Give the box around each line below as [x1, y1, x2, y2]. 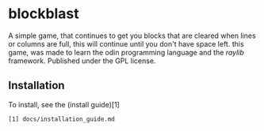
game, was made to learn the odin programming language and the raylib [8, 47, 244, 57]
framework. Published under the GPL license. [8, 56, 156, 65]
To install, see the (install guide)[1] [8, 99, 121, 109]
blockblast [8, 5, 79, 23]
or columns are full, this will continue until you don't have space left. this [8, 39, 244, 48]
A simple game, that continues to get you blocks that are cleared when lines [8, 31, 256, 40]
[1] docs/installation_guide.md [8, 115, 115, 123]
